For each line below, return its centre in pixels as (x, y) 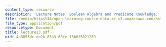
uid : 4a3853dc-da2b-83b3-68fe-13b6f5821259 (51, 37)
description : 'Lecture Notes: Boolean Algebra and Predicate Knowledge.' (83, 14)
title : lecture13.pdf (27, 32)
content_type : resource (30, 10)
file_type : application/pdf (34, 23)
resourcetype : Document (30, 28)
